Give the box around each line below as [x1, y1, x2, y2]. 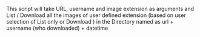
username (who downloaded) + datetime [6, 24, 108, 32]
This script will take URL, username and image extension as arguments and [6, 5, 194, 12]
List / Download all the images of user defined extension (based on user [6, 12, 186, 19]
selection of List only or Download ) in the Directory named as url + [6, 18, 174, 25]
